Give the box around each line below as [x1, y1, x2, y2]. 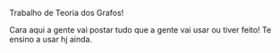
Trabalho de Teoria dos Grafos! [9, 8, 124, 18]
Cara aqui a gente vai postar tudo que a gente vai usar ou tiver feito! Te [9, 25, 272, 34]
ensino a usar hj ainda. [9, 34, 92, 44]
